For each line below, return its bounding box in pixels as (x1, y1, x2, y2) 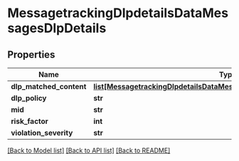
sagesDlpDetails (7, 20, 107, 36)
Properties (7, 48, 55, 61)
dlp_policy (11, 93, 47, 103)
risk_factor (11, 116, 48, 126)
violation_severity (11, 128, 73, 137)
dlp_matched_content (11, 82, 87, 91)
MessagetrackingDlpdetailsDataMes (7, 5, 229, 21)
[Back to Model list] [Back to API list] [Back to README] (7, 146, 171, 155)
